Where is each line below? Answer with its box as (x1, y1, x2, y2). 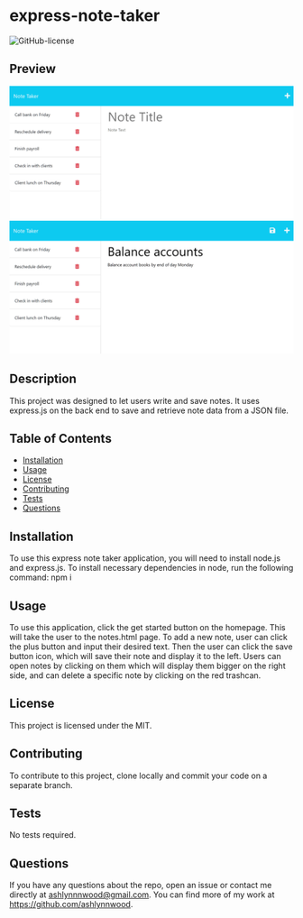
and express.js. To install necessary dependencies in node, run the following (9, 563, 294, 574)
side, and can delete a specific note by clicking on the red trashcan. (9, 670, 262, 681)
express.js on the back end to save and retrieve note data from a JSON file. (9, 405, 289, 416)
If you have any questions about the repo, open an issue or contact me (9, 880, 272, 891)
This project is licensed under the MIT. (9, 720, 152, 730)
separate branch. (9, 779, 74, 790)
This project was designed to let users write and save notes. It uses (9, 395, 260, 406)
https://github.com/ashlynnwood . (9, 899, 133, 910)
